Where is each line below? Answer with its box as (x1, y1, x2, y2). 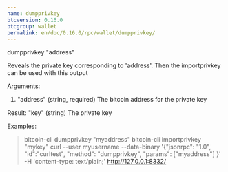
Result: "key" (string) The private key (7, 109, 112, 117)
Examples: (7, 122, 37, 131)
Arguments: (7, 82, 41, 90)
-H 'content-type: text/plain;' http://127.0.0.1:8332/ (23, 158, 167, 166)
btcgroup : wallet (7, 23, 57, 30)
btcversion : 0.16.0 (7, 17, 63, 23)
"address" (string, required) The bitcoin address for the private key (17, 96, 207, 104)
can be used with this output (7, 69, 88, 77)
